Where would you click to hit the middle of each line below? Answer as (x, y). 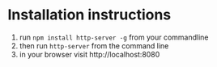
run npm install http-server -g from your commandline (114, 37)
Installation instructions (89, 15)
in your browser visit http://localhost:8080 (89, 54)
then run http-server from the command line (94, 45)
